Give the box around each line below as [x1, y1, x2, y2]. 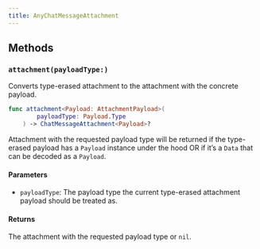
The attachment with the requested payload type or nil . [8, 232, 192, 242]
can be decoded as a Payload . [8, 151, 107, 160]
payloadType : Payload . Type [37, 113, 126, 121]
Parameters [8, 169, 48, 180]
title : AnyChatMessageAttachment [8, 11, 119, 20]
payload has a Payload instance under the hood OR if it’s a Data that [33, 143, 253, 152]
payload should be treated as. [19, 196, 118, 206]
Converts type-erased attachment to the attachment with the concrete [8, 81, 239, 91]
